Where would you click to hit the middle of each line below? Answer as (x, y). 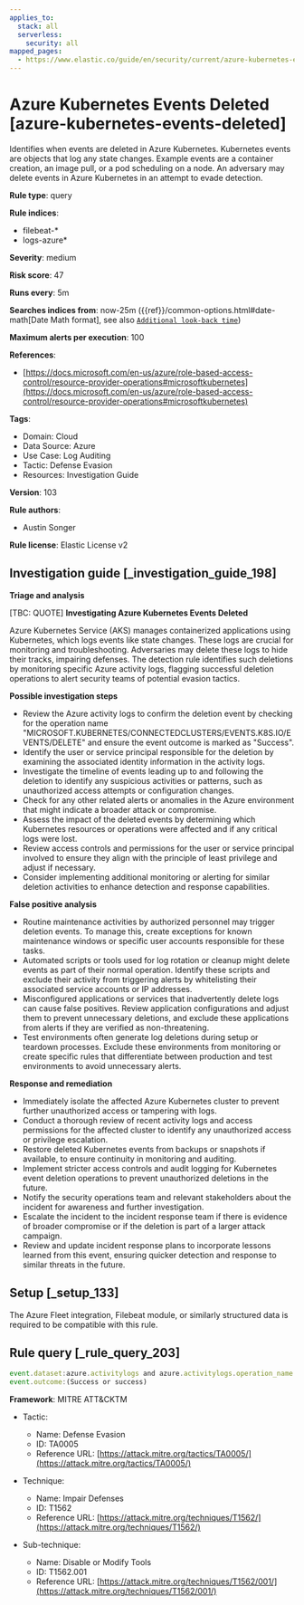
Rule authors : (35, 510)
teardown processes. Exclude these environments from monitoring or (152, 1046)
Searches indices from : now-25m (73, 310)
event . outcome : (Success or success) (78, 1382)
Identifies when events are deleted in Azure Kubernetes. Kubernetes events (150, 148)
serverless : (40, 34)
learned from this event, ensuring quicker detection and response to (150, 1255)
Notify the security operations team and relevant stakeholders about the (157, 1197)
